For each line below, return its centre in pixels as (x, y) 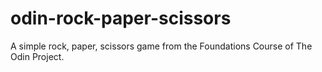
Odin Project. (37, 56)
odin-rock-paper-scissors (121, 18)
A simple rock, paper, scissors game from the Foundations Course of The (161, 46)
